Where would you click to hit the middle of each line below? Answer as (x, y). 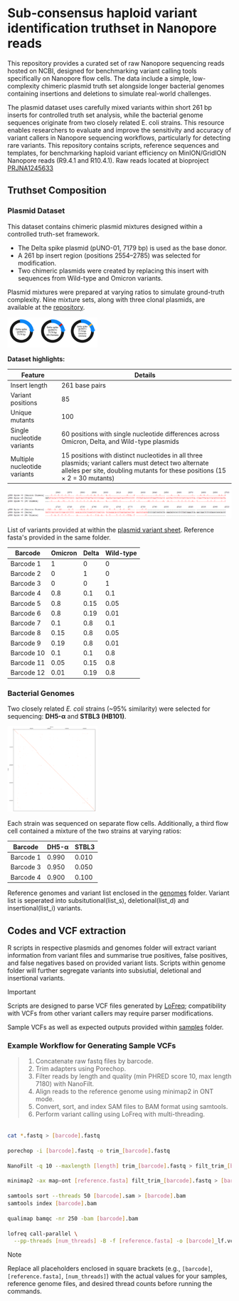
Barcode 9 (26, 643)
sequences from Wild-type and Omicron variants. (90, 278)
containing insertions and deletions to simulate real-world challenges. (110, 93)
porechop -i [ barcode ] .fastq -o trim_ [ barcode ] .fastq (89, 1150)
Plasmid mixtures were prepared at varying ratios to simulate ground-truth (116, 292)
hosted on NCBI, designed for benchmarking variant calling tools (102, 71)
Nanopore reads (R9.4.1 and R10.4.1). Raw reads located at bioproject (108, 160)
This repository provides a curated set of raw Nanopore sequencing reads (116, 63)
